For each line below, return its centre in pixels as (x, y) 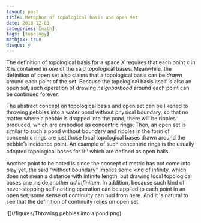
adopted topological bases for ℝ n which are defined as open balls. (88, 150)
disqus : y (19, 46)
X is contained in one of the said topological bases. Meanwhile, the (89, 68)
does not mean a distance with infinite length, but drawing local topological (99, 176)
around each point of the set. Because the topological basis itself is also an (99, 81)
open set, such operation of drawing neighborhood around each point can (98, 88)
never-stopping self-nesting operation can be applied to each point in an (96, 189)
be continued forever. (33, 94)
